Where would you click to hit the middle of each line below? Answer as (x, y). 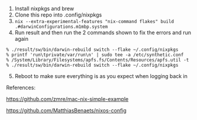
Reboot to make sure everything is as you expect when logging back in (101, 76)
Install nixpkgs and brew (44, 9)
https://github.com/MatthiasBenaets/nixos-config (67, 111)
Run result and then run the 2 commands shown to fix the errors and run (103, 33)
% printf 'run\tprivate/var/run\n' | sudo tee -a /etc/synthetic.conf (95, 55)
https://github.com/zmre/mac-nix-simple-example (67, 99)
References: (21, 87)
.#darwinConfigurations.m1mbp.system (61, 27)
